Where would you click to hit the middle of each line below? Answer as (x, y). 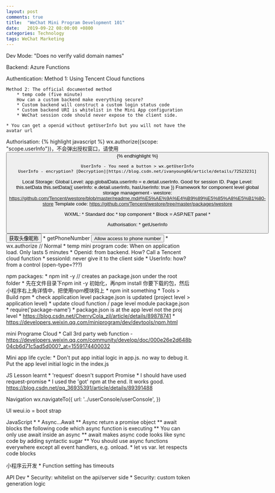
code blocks (21, 453)
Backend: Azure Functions (38, 67)
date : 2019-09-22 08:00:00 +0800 (50, 28)
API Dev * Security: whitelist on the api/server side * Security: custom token (98, 477)
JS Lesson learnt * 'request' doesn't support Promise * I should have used (96, 375)
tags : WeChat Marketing (35, 39)
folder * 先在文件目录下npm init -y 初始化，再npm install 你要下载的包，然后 (98, 283)
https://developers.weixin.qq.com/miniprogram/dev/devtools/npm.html (92, 322)
